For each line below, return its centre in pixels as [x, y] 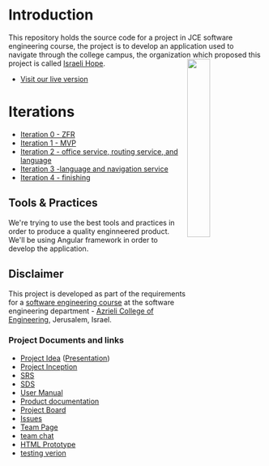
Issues [31, 418]
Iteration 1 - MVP [48, 143]
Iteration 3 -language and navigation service [94, 169]
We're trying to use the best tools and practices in [92, 222]
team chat [37, 435]
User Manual [41, 392]
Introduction [51, 15]
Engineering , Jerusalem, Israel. [60, 319]
